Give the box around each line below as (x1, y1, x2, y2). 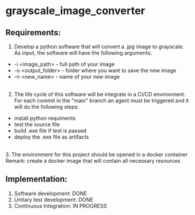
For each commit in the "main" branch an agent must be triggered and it (14, 97, 189, 104)
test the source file (14, 121, 60, 127)
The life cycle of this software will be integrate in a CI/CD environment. (14, 91, 186, 98)
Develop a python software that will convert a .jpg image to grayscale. (14, 43, 184, 50)
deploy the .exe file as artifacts (14, 133, 89, 140)
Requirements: (5, 28, 61, 38)
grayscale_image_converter (5, 4, 146, 18)
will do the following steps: (14, 103, 79, 110)
